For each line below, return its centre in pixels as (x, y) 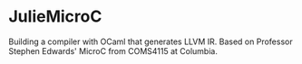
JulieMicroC (55, 17)
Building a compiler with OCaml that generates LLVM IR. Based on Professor (151, 41)
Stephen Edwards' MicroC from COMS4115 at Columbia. (113, 50)
